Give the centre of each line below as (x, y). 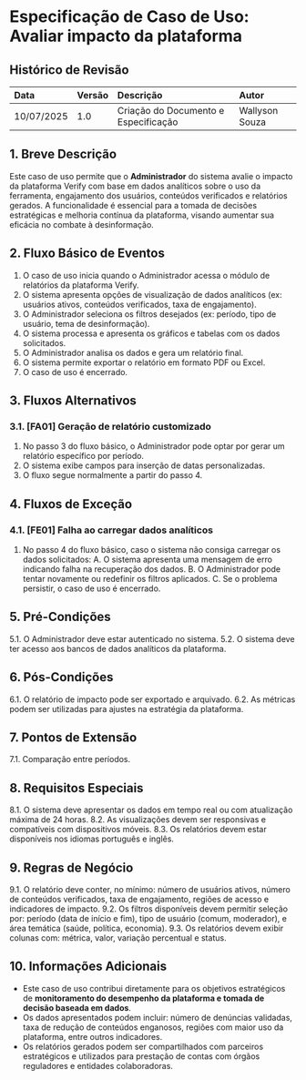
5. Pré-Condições (60, 617)
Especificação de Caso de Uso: (129, 17)
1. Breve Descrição (63, 154)
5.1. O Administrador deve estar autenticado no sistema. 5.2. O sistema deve (152, 638)
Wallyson (259, 111)
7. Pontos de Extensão (73, 738)
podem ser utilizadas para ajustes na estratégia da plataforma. (127, 708)
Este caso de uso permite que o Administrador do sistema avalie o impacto (151, 176)
